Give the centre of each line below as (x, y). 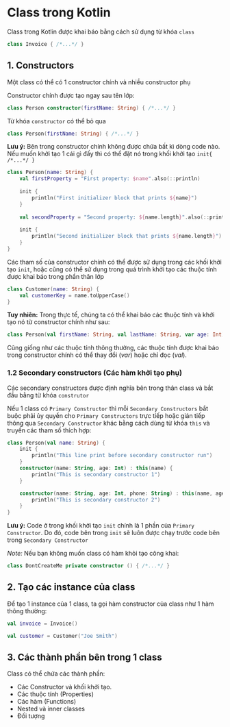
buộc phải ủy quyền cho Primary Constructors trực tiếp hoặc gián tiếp (106, 415)
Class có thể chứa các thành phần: (56, 674)
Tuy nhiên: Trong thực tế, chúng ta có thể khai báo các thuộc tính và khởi (111, 315)
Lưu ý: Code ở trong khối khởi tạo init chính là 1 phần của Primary (101, 526)
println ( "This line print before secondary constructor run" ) (122, 456)
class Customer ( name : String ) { (53, 289)
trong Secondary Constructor (48, 540)
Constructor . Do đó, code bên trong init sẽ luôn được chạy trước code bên (114, 533)
